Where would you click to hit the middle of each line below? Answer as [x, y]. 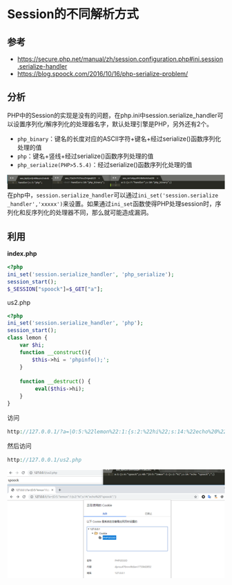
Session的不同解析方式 [73, 14]
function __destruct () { [55, 382]
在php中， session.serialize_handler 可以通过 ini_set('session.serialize [113, 195]
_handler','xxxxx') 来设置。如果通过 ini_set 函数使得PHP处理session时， [111, 204]
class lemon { [28, 338]
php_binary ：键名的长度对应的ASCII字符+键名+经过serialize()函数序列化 [119, 139]
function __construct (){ [55, 352]
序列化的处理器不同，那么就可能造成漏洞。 [91, 213]
